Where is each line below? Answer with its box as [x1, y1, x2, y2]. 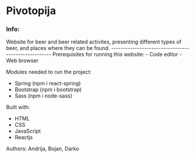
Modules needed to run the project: [6, 69, 92, 76]
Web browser [6, 57, 39, 64]
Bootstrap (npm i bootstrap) [14, 86, 82, 93]
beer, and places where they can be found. [6, 45, 110, 52]
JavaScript [14, 127, 41, 135]
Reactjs [14, 134, 33, 141]
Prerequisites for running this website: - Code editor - [52, 51, 182, 58]
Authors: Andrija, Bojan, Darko [6, 145, 79, 152]
